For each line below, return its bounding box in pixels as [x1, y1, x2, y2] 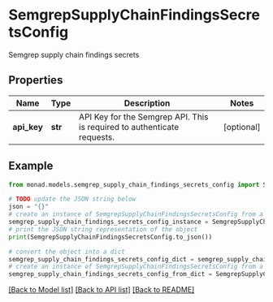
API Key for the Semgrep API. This [78, 111, 209, 123]
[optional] [223, 121, 261, 132]
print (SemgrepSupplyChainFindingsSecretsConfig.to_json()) [8, 233, 213, 241]
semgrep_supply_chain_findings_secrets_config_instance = [8, 218, 209, 226]
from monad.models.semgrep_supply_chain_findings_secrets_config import [8, 180, 260, 188]
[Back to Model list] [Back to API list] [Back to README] [8, 285, 195, 295]
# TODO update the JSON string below [8, 195, 136, 204]
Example [8, 159, 54, 173]
